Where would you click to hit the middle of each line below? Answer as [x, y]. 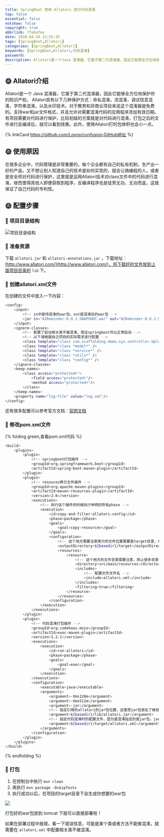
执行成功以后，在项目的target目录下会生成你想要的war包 [69, 793]
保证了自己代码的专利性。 [31, 189]
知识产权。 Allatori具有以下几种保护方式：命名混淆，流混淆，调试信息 [79, 100]
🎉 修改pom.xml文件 [28, 425]
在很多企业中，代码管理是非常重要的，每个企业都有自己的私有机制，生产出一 [82, 164]
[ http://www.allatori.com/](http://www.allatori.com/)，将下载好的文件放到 [78, 264]
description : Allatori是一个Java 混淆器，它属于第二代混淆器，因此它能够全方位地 [81, 60]
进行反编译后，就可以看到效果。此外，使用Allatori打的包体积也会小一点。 [82, 124]
